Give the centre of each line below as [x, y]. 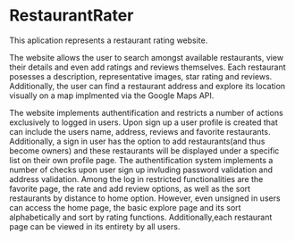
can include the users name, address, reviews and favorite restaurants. [140, 131]
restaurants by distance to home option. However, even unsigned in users [145, 198]
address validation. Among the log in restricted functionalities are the [136, 179]
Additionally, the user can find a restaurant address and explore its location [147, 86]
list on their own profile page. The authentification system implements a [141, 160]
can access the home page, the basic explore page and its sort [125, 207]
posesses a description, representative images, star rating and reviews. [141, 76]
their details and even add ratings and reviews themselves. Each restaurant [147, 67]
